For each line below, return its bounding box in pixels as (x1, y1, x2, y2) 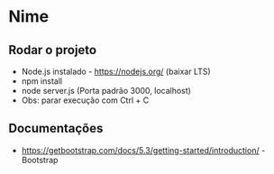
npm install (21, 76, 63, 87)
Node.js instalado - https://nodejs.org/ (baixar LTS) (21, 66, 211, 77)
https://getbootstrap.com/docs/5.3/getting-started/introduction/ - (21, 144, 266, 155)
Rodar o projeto (8, 42, 96, 58)
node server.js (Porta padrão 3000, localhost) (21, 86, 191, 96)
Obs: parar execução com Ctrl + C (21, 95, 150, 105)
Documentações (8, 121, 104, 136)
